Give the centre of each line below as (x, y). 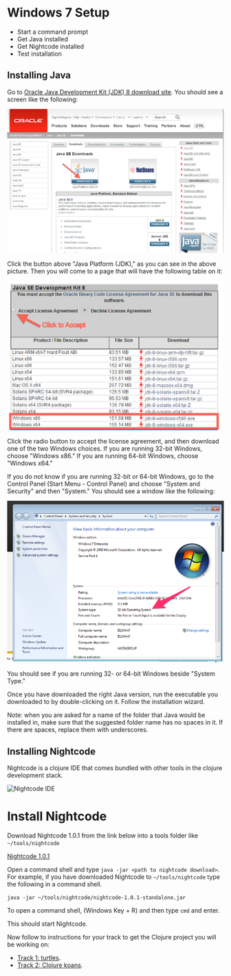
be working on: (29, 944)
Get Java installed (43, 39)
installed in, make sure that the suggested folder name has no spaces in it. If (115, 723)
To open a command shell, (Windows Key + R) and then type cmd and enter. (113, 911)
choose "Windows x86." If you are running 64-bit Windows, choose (103, 455)
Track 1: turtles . (39, 958)
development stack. (35, 776)
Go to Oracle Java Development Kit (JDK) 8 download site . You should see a (115, 92)
